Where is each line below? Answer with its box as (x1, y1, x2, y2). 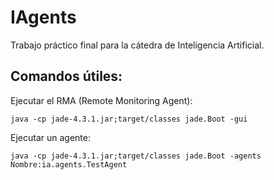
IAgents (10, 6, 77, 29)
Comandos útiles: (10, 68, 123, 85)
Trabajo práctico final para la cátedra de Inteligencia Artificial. (10, 39, 265, 51)
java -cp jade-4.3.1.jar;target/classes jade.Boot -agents (10, 151, 262, 161)
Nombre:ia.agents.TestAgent (10, 159, 128, 170)
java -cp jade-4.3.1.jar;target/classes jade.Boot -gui (10, 114, 248, 124)
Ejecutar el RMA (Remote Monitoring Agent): (10, 94, 193, 106)
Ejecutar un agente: (10, 131, 91, 143)
